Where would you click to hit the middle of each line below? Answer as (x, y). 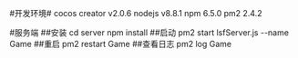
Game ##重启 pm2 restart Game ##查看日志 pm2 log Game (121, 44)
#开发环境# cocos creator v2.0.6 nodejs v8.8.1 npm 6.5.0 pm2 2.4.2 (136, 13)
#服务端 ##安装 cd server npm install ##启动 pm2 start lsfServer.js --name (149, 33)
